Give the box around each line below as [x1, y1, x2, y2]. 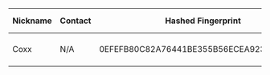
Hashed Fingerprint [164, 15, 241, 26]
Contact [59, 15, 92, 26]
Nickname [12, 15, 52, 26]
